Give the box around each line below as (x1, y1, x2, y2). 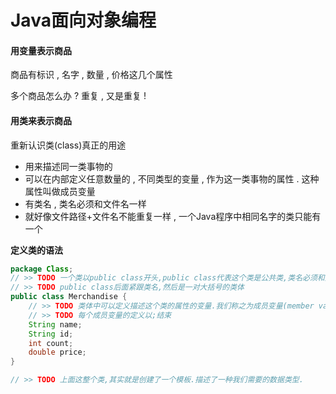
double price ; (28, 347, 87, 358)
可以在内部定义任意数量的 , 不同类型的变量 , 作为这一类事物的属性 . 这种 (24, 172, 320, 185)
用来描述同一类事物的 (24, 160, 113, 172)
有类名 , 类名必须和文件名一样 (24, 197, 147, 210)
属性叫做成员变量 (24, 185, 96, 197)
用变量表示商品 (10, 44, 72, 56)
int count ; (28, 338, 74, 348)
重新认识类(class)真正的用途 (10, 139, 127, 151)
